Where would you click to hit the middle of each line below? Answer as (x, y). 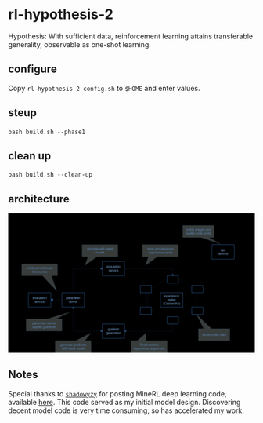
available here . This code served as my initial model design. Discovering (124, 402)
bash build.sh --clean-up (50, 175)
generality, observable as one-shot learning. (79, 44)
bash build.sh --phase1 (47, 132)
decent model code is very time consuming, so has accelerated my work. (126, 410)
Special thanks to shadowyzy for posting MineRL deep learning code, (117, 393)
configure (32, 69)
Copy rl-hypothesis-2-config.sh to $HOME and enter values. (104, 88)
